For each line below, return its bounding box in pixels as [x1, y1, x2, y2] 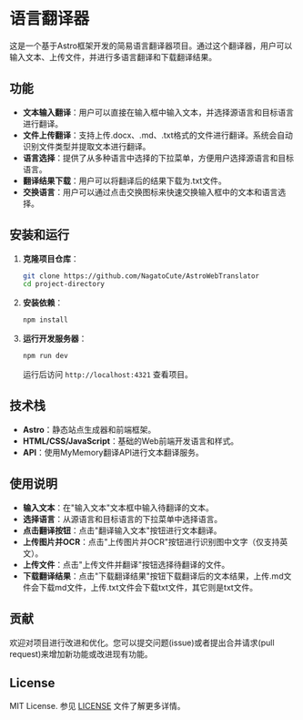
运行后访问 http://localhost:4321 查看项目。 [22, 369, 194, 380]
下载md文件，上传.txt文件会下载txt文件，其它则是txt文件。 [38, 581, 258, 592]
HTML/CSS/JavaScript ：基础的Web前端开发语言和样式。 [22, 435, 239, 447]
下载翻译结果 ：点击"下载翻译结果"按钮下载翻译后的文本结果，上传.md [22, 571, 284, 581]
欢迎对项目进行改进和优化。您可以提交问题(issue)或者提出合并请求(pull [9, 637, 275, 648]
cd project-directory [22, 280, 105, 289]
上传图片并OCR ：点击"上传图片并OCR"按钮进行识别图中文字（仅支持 [22, 536, 280, 547]
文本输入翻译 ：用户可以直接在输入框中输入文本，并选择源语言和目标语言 [22, 107, 294, 118]
